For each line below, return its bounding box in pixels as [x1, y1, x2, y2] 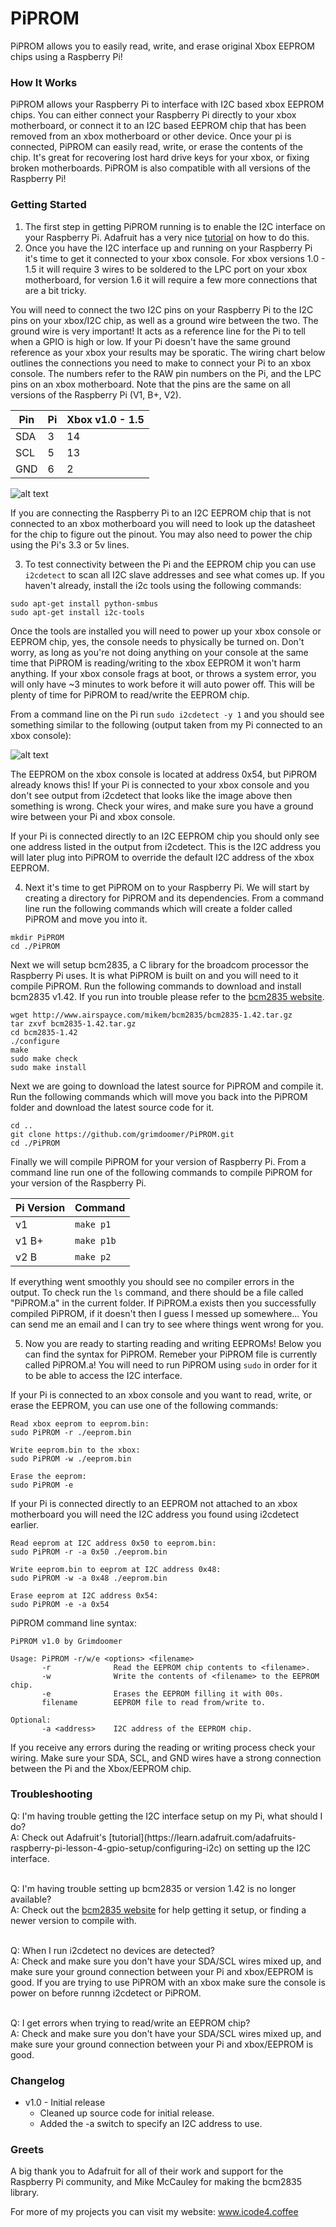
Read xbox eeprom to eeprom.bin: [10, 1418, 150, 1429]
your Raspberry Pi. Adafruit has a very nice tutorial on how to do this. [24, 231, 310, 243]
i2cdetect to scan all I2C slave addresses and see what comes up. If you [24, 568, 325, 581]
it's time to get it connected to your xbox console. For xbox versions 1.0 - [24, 252, 326, 264]
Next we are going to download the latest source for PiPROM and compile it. [10, 1080, 324, 1092]
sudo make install [10, 1062, 87, 1072]
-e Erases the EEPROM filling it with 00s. [41, 1688, 284, 1699]
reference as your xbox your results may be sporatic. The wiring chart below [10, 346, 326, 358]
